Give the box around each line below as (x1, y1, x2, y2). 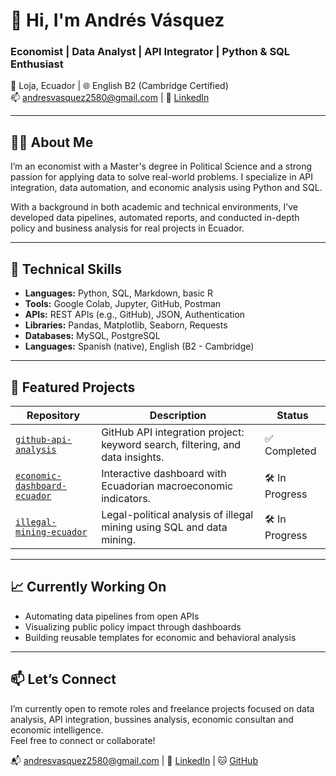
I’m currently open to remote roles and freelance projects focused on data (10, 702, 315, 714)
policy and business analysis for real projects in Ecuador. (10, 222, 245, 234)
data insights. (101, 450, 165, 464)
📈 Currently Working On (10, 579, 167, 596)
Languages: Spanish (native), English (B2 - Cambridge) (24, 340, 255, 353)
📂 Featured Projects (10, 379, 136, 396)
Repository (26, 408, 81, 422)
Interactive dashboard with (101, 466, 227, 480)
